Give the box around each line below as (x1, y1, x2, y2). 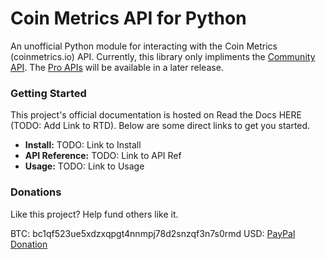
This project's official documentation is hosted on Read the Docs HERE (10, 109, 302, 121)
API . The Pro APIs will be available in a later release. (10, 61, 224, 73)
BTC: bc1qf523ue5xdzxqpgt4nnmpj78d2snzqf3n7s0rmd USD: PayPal (10, 227, 296, 239)
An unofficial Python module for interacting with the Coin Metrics (10, 40, 278, 52)
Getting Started (10, 86, 87, 100)
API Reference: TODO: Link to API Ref (24, 150, 182, 162)
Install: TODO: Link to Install (24, 139, 142, 151)
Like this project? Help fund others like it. (10, 208, 179, 220)
